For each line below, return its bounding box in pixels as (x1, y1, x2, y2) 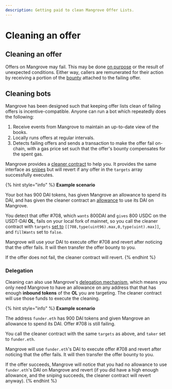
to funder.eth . (5, 336, 35, 342)
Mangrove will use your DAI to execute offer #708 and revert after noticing (5, 239, 163, 245)
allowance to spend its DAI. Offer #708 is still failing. (5, 320, 116, 326)
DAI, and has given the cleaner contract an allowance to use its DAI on (5, 197, 154, 203)
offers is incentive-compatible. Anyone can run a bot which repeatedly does (5, 108, 166, 114)
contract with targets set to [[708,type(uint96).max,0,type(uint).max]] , (5, 224, 161, 230)
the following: (5, 114, 34, 120)
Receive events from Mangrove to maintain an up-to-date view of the (12, 124, 159, 130)
